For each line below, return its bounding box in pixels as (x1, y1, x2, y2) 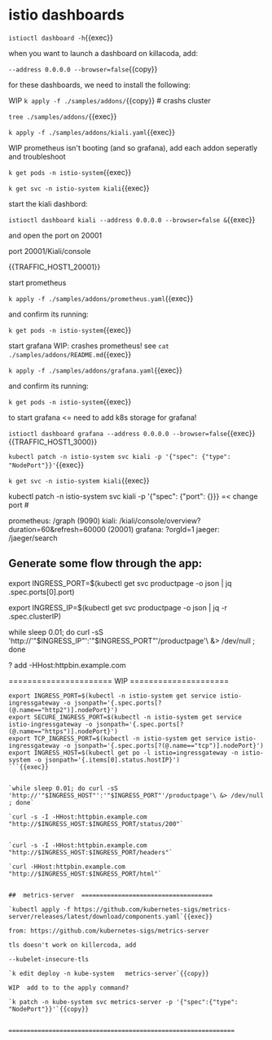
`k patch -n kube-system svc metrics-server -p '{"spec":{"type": (8, 998, 239, 1006)
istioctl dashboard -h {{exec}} (8, 33, 114, 42)
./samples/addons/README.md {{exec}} (8, 349, 132, 359)
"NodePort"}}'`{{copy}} (8, 1005, 90, 1013)
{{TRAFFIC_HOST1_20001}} (8, 262, 101, 272)
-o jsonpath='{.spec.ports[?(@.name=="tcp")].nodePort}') (63, 741, 265, 749)
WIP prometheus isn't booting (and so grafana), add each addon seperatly (8, 142, 258, 152)
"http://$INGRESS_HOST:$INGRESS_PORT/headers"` (8, 848, 173, 856)
